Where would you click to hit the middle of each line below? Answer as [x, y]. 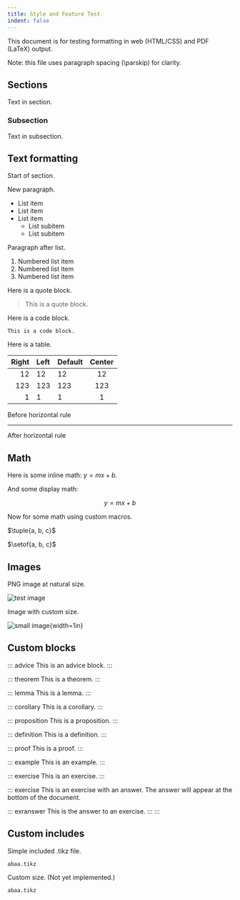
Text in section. [30, 102]
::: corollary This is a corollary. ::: [55, 706]
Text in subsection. [35, 136]
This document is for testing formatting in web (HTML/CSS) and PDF [108, 41]
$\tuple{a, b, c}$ [31, 531]
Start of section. [31, 176]
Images [24, 567]
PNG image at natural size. [46, 584]
